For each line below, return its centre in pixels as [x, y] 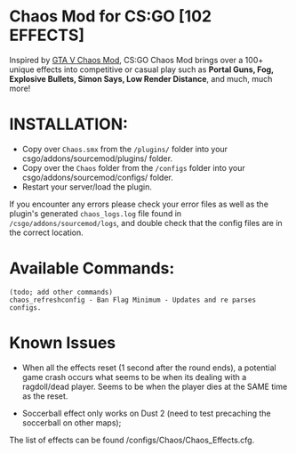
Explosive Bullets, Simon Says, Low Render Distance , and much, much [141, 78]
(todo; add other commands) [61, 292]
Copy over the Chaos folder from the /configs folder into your [134, 167]
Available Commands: [92, 268]
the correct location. [47, 232]
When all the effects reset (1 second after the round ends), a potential [149, 368]
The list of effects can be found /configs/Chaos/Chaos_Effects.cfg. [132, 440]
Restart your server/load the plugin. [87, 186]
